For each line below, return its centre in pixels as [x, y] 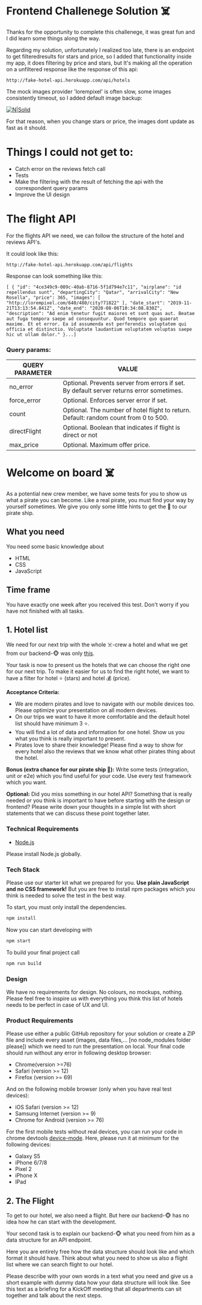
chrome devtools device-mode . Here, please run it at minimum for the [93, 1138]
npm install [21, 918]
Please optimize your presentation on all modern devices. [86, 710]
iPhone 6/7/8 [31, 1163]
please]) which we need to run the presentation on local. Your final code [96, 1047]
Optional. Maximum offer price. [106, 445]
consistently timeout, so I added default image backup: [74, 98]
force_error [25, 400]
